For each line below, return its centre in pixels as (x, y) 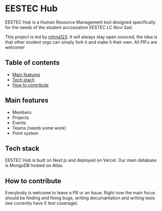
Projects (21, 117)
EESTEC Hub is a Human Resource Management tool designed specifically (80, 22)
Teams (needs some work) (39, 128)
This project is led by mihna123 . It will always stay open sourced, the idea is (81, 37)
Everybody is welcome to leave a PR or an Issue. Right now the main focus (80, 193)
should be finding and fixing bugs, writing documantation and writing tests (80, 198)
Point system (25, 133)
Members (22, 112)
